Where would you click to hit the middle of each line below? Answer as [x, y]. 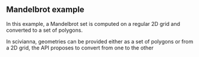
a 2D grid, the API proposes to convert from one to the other [80, 48]
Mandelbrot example [45, 10]
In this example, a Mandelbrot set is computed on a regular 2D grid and [93, 24]
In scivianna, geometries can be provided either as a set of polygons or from [100, 41]
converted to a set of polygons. [45, 30]
